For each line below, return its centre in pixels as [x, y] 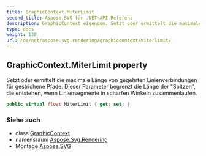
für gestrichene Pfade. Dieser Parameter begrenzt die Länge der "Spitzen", [101, 86]
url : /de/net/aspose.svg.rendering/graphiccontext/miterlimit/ [89, 40]
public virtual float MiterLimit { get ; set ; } [68, 104]
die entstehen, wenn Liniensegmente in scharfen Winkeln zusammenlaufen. [102, 93]
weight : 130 [21, 35]
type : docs [20, 29]
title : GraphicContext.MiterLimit [51, 12]
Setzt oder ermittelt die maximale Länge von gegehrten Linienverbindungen [102, 80]
